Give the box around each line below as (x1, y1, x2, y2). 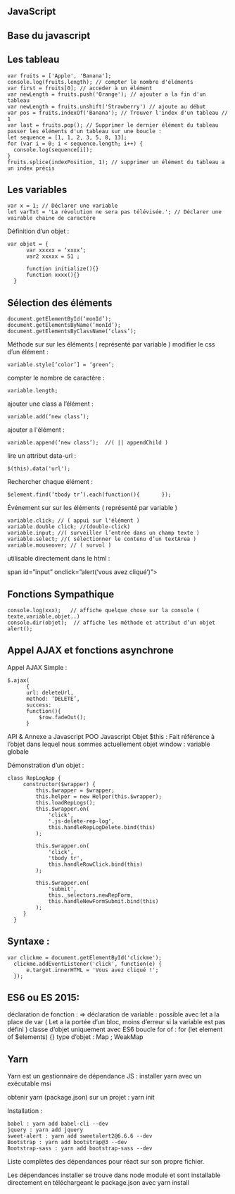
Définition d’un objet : (7, 227, 70, 235)
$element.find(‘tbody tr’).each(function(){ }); (7, 491, 172, 499)
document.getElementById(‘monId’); (7, 316, 112, 323)
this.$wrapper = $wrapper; (35, 787, 115, 794)
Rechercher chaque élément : (7, 478, 94, 486)
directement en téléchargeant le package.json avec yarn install (7, 1179, 190, 1187)
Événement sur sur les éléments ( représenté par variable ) (7, 504, 178, 512)
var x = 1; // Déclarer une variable (7, 202, 118, 210)
